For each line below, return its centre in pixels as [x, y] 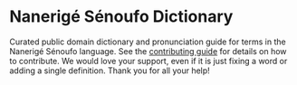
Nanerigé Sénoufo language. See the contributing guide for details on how [148, 51]
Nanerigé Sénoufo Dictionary [121, 17]
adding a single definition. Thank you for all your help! [110, 71]
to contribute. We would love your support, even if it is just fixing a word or [148, 61]
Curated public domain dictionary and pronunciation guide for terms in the [148, 42]
